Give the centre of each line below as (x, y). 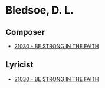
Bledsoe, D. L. (40, 10)
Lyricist (19, 65)
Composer (25, 32)
